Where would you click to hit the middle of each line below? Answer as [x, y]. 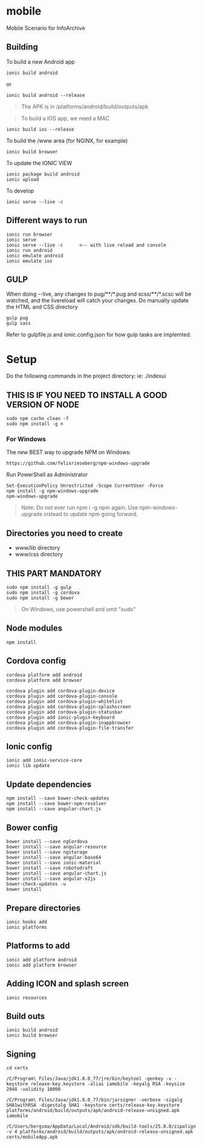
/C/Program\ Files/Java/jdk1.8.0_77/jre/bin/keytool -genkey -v [89, 1079]
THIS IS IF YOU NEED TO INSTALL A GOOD [87, 395]
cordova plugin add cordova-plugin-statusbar [64, 712]
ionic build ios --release [40, 129]
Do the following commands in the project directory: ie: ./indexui [86, 376]
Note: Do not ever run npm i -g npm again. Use [79, 507]
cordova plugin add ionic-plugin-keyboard [60, 717]
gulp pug [17, 318]
